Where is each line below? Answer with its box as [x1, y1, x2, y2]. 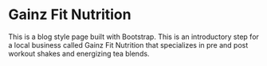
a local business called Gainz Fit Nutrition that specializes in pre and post [8, 40, 249, 49]
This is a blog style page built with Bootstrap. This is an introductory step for [8, 32, 259, 41]
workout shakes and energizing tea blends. [8, 49, 150, 58]
